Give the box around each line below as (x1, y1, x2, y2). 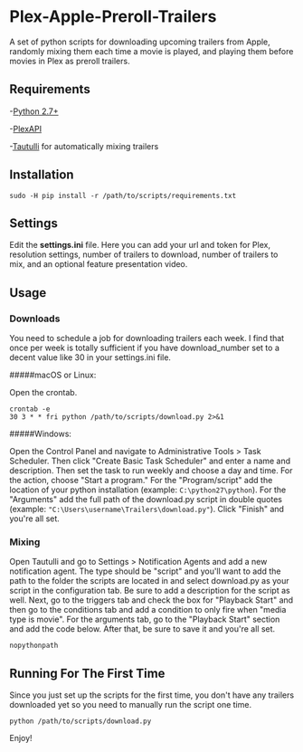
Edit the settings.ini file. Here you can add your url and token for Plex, (9, 240, 271, 251)
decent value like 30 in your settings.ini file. (9, 352, 172, 363)
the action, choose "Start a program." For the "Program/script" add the (9, 475, 273, 486)
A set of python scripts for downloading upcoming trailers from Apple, (9, 36, 271, 47)
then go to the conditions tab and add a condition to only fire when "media (9, 604, 287, 615)
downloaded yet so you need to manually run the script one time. (9, 700, 251, 710)
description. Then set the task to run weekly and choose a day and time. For (9, 465, 293, 476)
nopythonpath (9, 641, 59, 651)
